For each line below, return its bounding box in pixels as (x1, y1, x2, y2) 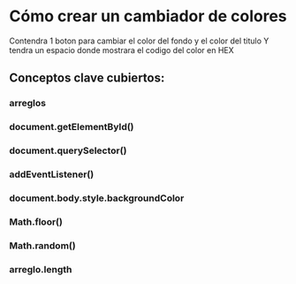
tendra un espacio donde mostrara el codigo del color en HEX (9, 44, 234, 55)
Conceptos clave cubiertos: (9, 71, 165, 86)
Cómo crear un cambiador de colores (9, 6, 287, 27)
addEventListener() (9, 168, 95, 180)
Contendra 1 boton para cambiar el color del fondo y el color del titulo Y (9, 35, 269, 46)
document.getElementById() (9, 121, 134, 134)
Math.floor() (9, 215, 64, 227)
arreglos (9, 97, 47, 110)
